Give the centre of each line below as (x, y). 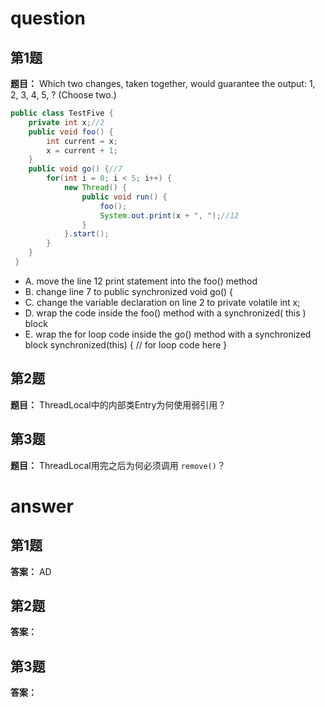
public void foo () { (71, 132)
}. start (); (86, 234)
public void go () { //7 (75, 169)
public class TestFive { (62, 113)
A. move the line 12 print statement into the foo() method (141, 281)
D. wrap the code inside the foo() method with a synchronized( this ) (165, 313)
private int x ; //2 (66, 122)
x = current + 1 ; (82, 150)
